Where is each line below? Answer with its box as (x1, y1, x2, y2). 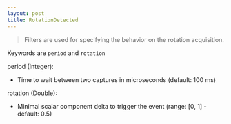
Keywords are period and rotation (7, 49, 106, 57)
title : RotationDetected (7, 17, 79, 23)
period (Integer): (7, 62, 54, 70)
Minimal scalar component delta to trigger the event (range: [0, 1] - (17, 102, 207, 110)
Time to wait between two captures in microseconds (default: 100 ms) (17, 75, 216, 83)
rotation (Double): (7, 89, 57, 97)
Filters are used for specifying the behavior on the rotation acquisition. (23, 35, 224, 43)
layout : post (7, 10, 45, 17)
